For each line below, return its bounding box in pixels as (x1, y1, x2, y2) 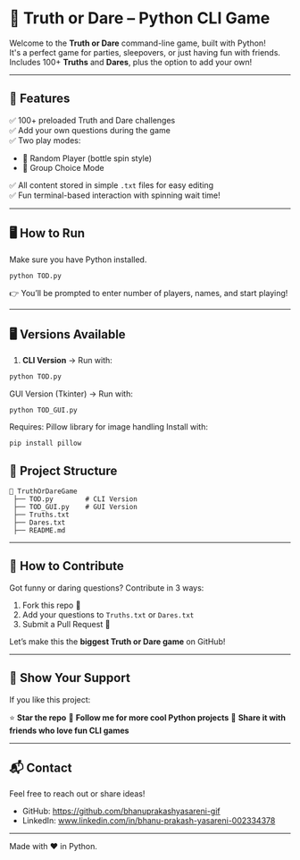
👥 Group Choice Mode (21, 162, 104, 173)
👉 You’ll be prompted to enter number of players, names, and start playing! (9, 288, 288, 299)
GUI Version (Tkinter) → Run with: (9, 388, 134, 399)
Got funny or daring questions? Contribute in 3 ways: (9, 582, 204, 593)
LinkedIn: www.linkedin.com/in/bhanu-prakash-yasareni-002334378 (21, 815, 276, 826)
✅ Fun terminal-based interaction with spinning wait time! (9, 190, 221, 200)
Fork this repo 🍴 (21, 600, 81, 610)
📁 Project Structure (9, 463, 118, 478)
